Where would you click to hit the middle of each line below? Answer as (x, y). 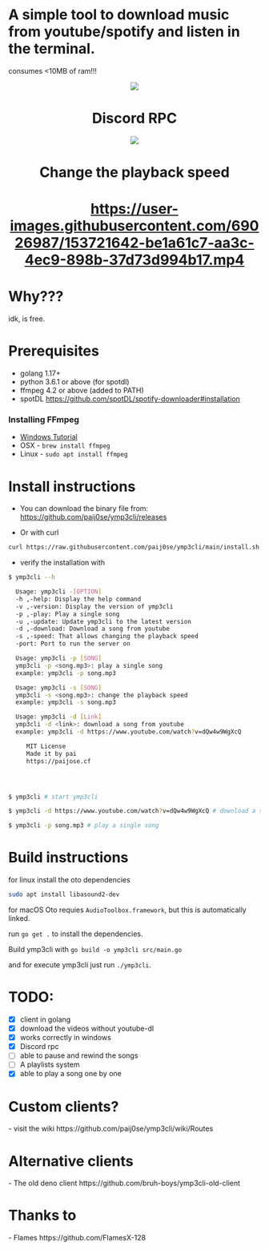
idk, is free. (27, 319)
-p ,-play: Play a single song (68, 614)
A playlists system (50, 1065)
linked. (19, 918)
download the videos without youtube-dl (87, 1029)
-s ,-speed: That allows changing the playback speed (107, 637)
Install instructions (72, 486)
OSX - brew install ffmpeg (65, 445)
